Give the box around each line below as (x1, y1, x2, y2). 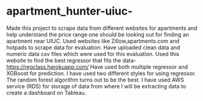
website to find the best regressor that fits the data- (6, 57, 137, 64)
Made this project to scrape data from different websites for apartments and (6, 24, 198, 32)
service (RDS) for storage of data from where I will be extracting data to (6, 82, 187, 89)
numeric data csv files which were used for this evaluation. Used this (6, 50, 180, 57)
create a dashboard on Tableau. (6, 89, 87, 96)
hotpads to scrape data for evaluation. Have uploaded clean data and (6, 44, 180, 51)
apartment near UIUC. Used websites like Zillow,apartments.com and (6, 37, 180, 44)
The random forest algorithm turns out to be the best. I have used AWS (6, 76, 184, 83)
